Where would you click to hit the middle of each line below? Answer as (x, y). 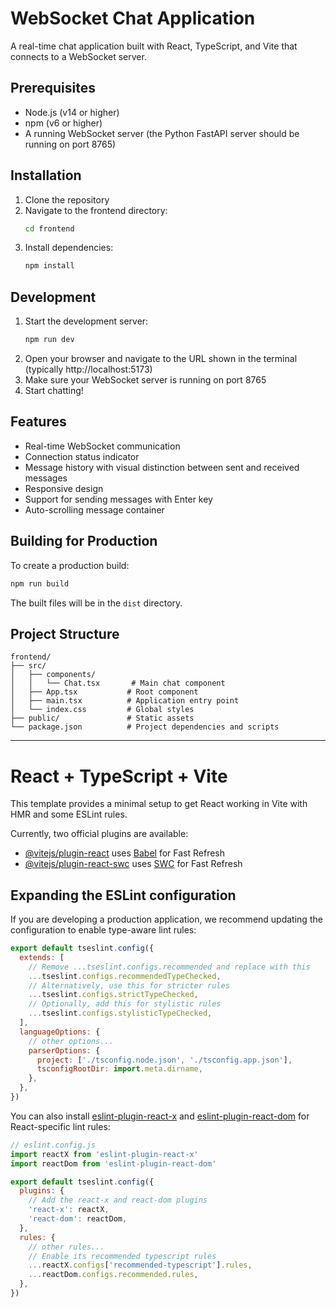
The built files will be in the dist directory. (96, 603)
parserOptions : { (64, 1050)
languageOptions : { (60, 1032)
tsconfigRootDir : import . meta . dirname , (119, 1069)
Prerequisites (53, 88)
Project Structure (65, 633)
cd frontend (49, 228)
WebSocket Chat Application (133, 18)
